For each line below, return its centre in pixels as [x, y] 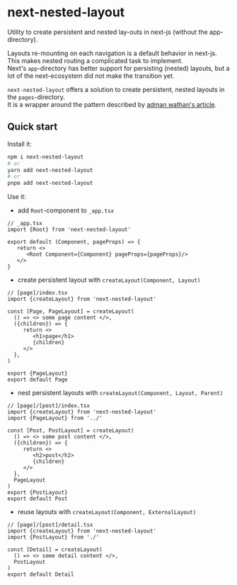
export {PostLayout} [38, 493]
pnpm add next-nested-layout [50, 183]
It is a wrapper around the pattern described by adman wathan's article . [112, 104]
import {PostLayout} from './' [53, 538]
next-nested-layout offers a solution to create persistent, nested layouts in [116, 89]
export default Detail [41, 574]
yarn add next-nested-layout [50, 170]
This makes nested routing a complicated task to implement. [95, 60]
